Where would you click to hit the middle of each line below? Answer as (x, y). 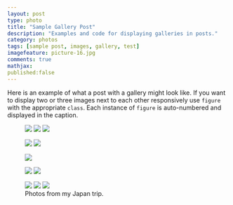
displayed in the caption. (43, 115)
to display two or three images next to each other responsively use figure (114, 100)
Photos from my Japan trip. (64, 193)
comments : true (29, 60)
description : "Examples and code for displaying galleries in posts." (113, 33)
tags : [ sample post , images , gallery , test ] (73, 46)
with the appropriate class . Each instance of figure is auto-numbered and (114, 107)
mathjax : (20, 66)
